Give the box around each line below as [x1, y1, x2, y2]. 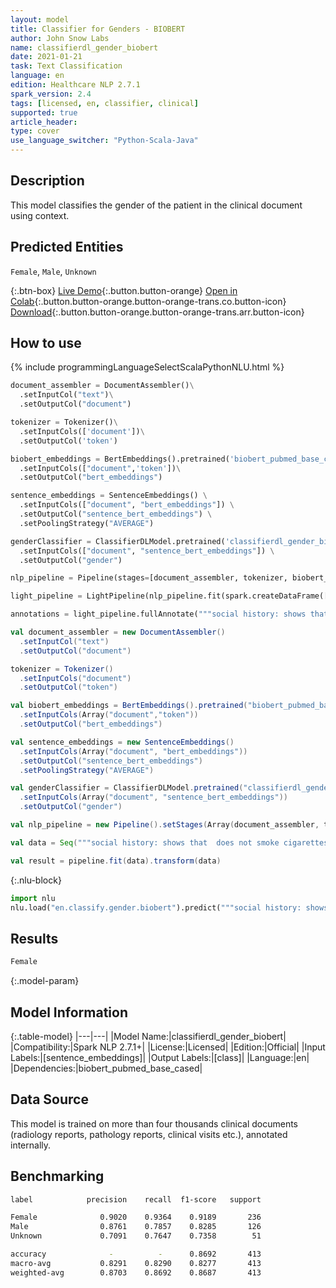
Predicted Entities [10, 239, 124, 256]
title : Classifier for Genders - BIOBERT [10, 24, 186, 34]
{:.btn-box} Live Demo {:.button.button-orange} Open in [10, 284, 238, 296]
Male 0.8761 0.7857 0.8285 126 [10, 1222, 262, 1232]
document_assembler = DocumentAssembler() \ [10, 381, 195, 391]
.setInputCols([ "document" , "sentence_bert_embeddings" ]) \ [19, 546, 275, 556]
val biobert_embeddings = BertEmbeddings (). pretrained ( [10, 701, 248, 711]
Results [10, 930, 59, 947]
